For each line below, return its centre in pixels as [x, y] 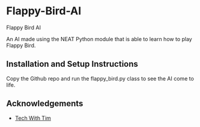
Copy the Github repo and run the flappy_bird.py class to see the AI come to [100, 78]
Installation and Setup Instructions [72, 64]
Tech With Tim [33, 118]
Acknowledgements [45, 103]
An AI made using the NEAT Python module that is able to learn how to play [99, 39]
